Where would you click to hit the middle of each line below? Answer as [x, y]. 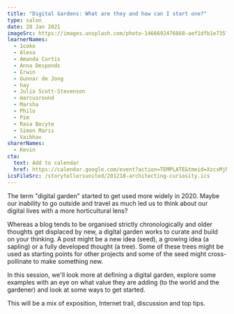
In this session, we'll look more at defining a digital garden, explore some [111, 275]
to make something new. [68, 261]
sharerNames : [26, 144]
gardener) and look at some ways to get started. [76, 290]
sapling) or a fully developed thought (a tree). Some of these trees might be [116, 246]
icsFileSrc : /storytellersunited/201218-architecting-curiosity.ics [109, 176]
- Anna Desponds [37, 66]
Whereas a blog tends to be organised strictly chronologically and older [110, 224]
